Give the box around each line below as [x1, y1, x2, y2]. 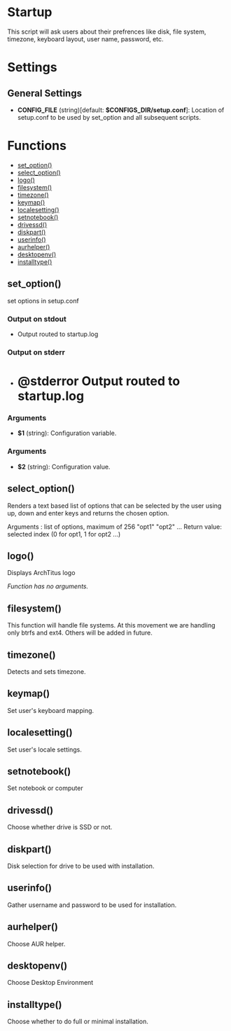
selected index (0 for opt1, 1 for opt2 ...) [7, 530, 121, 538]
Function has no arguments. [7, 582, 89, 590]
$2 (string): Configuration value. [17, 462, 111, 471]
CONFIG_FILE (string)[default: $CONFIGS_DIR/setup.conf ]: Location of [17, 106, 225, 114]
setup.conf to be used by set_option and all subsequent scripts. [17, 113, 201, 121]
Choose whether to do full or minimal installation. [7, 1017, 149, 1026]
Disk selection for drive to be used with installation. [7, 862, 155, 870]
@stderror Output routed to [17, 373, 181, 389]
